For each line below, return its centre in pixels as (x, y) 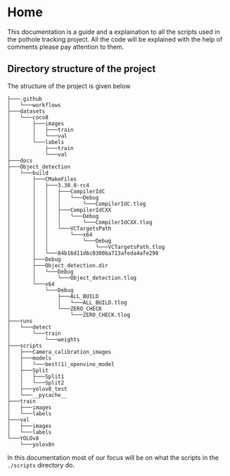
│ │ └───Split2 (36, 383)
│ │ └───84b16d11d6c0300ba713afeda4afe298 (83, 253)
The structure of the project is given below (69, 86)
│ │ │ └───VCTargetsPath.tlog (86, 247)
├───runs (20, 321)
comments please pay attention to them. (66, 47)
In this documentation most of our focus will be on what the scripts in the (113, 457)
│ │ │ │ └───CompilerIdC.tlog (77, 204)
